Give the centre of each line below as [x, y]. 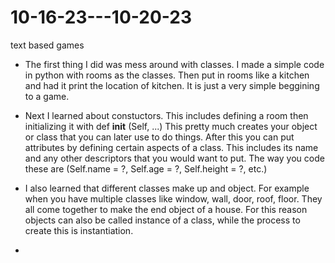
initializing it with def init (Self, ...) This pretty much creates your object [171, 126]
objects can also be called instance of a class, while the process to [162, 220]
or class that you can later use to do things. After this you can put [159, 137]
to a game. [47, 96]
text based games [47, 45]
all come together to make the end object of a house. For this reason [166, 209]
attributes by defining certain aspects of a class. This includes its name [171, 147]
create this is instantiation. [79, 230]
